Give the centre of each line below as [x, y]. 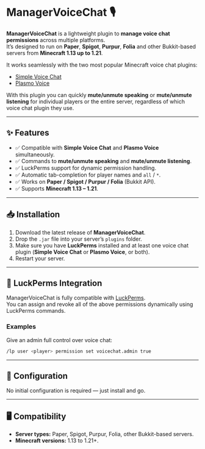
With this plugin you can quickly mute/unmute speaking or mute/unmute [99, 95]
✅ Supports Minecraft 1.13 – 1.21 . [57, 188]
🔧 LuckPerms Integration [54, 283]
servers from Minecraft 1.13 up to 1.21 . [55, 53]
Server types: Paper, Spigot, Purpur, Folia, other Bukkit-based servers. [104, 434]
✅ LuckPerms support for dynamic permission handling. [86, 168]
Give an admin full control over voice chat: [59, 340]
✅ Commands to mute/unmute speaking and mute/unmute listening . [103, 161]
